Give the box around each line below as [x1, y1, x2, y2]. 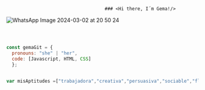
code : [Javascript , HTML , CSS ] [12, 56, 92, 62]
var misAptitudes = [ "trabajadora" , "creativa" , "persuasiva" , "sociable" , [6, 78, 192, 84]
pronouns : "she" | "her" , [12, 50, 78, 56]
